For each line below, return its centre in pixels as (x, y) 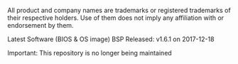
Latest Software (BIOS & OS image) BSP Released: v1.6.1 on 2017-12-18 (111, 39)
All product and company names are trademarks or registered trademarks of (119, 10)
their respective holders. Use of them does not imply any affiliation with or (116, 18)
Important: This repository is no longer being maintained (90, 53)
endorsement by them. (40, 25)
